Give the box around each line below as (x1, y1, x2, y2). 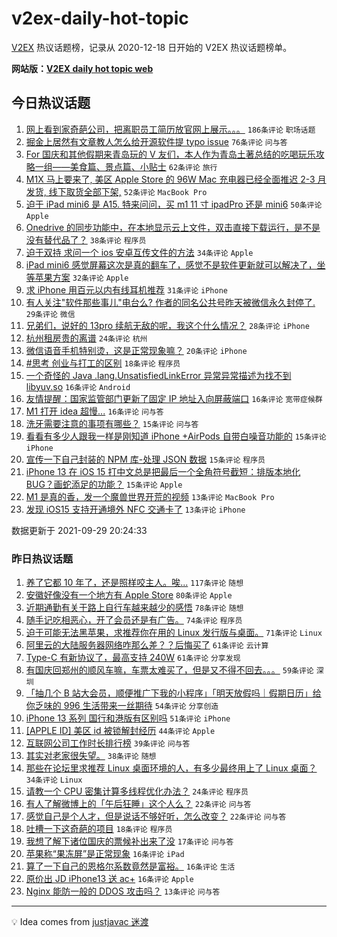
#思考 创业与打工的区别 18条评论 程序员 (25, 357, 181, 369)
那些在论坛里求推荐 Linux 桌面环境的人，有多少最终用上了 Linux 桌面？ (25, 762, 318, 774)
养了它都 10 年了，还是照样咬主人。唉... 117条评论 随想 (25, 577, 244, 589)
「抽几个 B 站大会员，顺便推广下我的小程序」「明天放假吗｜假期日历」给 (25, 687, 322, 699)
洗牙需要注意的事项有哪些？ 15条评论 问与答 (25, 417, 199, 429)
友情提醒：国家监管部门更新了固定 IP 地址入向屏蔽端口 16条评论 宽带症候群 (25, 392, 323, 404)
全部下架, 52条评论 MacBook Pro (83, 185, 208, 197)
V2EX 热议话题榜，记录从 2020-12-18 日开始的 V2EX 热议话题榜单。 (11, 41, 293, 53)
